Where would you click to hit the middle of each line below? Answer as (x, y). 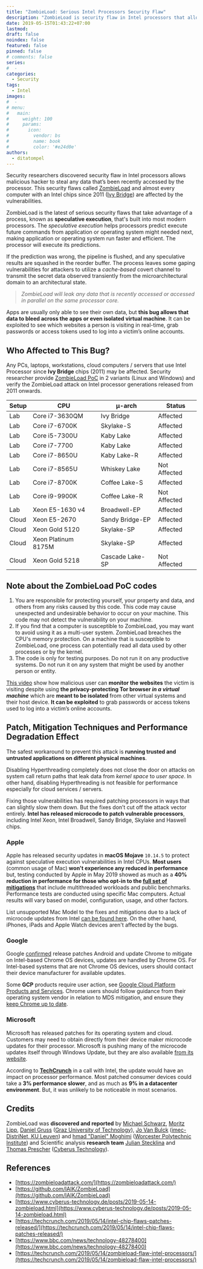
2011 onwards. (24, 391)
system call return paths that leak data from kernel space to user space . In (99, 776)
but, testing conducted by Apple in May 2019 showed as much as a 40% (97, 874)
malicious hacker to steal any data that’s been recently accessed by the (95, 182)
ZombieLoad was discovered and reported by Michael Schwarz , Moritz (96, 1123)
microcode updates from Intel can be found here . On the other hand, (92, 919)
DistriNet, (18, 1136)
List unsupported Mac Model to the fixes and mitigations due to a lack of (96, 912)
